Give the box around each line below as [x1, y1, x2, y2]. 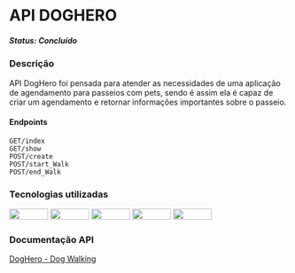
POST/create [9, 152, 53, 160]
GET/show [9, 144, 42, 153]
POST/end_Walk [9, 168, 62, 176]
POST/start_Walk [9, 160, 69, 168]
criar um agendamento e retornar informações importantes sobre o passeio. [9, 97, 287, 107]
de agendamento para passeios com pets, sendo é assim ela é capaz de [9, 87, 274, 97]
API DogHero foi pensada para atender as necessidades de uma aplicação [9, 77, 281, 89]
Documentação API [9, 233, 95, 246]
